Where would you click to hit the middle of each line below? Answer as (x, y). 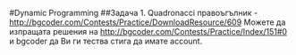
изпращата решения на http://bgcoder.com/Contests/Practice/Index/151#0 (148, 31)
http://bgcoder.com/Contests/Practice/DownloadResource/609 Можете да (148, 22)
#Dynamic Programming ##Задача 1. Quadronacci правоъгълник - (133, 13)
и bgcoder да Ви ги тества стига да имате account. (106, 41)
